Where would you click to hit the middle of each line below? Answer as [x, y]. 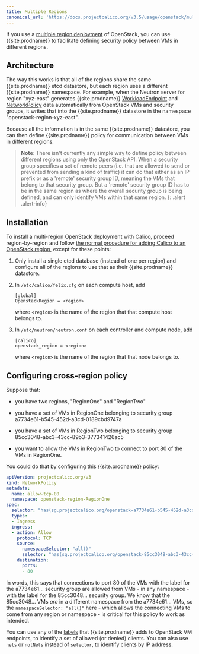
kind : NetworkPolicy [32, 483]
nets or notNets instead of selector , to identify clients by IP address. [90, 644]
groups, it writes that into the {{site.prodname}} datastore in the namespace [99, 111]
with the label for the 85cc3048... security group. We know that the [88, 595]
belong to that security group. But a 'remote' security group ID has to [105, 185]
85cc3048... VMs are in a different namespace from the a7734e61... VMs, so [99, 601]
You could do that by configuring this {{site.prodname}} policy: [83, 466]
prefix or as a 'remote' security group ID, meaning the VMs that [97, 178]
